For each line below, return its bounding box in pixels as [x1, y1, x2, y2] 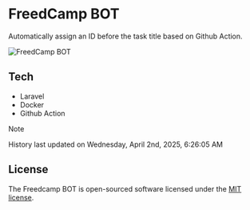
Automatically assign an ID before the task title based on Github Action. [8, 31, 243, 41]
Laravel [19, 91, 45, 101]
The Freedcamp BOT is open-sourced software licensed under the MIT [8, 184, 242, 193]
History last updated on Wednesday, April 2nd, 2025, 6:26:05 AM [8, 139, 224, 149]
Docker [19, 99, 45, 109]
